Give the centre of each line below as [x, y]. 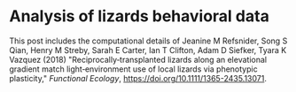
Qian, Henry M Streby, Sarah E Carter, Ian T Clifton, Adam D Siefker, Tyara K [148, 50]
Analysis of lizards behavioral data [140, 16]
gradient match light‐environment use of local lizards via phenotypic [134, 69]
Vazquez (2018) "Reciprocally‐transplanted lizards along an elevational [138, 59]
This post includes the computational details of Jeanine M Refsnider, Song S [148, 41]
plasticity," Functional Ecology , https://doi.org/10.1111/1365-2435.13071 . [138, 78]
